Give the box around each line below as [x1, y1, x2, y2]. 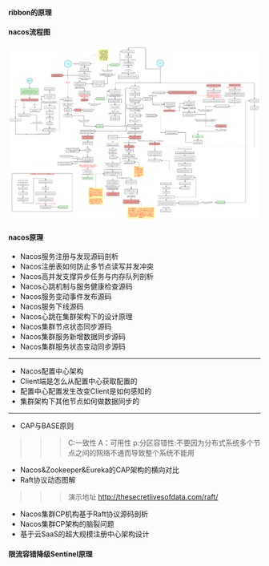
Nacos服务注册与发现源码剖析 [19, 252, 118, 261]
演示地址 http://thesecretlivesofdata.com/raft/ [67, 492, 219, 502]
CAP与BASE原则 [19, 421, 74, 431]
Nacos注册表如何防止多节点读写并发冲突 [19, 261, 154, 272]
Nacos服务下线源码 [19, 301, 84, 312]
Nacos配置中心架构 [19, 366, 84, 376]
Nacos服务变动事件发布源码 [19, 292, 112, 301]
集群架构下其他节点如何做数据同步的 [19, 397, 140, 406]
